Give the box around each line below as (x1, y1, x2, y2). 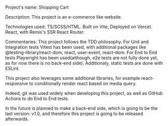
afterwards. (5, 116, 29, 122)
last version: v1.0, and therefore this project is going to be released (5, 110, 143, 116)
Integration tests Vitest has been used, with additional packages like (5, 44, 146, 50)
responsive (5, 80, 29, 86)
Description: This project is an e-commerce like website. (5, 14, 122, 20)
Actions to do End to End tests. (5, 95, 69, 101)
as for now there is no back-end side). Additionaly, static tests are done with (5, 60, 163, 66)
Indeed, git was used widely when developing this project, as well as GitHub (5, 90, 163, 96)
